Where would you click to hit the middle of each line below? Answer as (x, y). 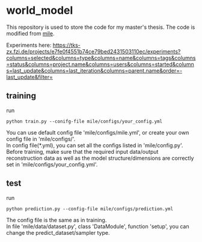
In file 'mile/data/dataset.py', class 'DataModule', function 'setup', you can (98, 226)
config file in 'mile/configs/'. (41, 139)
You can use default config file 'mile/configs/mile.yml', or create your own (98, 132)
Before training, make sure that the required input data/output (82, 151)
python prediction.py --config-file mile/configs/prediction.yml (90, 209)
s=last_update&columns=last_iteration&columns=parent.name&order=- (94, 70)
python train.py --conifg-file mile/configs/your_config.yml (84, 121)
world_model (40, 11)
